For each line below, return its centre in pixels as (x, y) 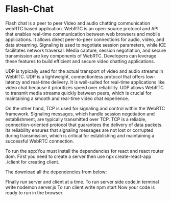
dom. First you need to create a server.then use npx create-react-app (78, 156)
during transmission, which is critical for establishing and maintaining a (80, 135)
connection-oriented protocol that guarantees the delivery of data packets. (84, 125)
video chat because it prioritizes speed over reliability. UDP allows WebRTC (85, 87)
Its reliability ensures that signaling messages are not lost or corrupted (79, 130)
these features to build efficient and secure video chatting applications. (80, 61)
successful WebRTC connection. (40, 141)
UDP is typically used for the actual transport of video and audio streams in (84, 71)
